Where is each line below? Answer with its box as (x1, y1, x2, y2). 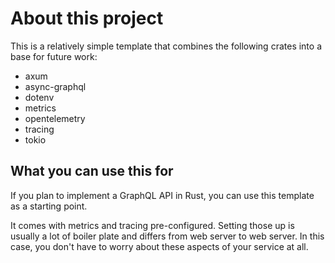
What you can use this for (10, 163, 174, 180)
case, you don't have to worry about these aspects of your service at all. (10, 240, 309, 252)
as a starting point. (10, 200, 88, 212)
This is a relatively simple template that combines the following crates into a (10, 40, 323, 52)
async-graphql (24, 80, 87, 92)
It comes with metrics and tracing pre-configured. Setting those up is (10, 219, 295, 231)
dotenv (24, 91, 55, 103)
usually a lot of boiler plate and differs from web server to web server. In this (10, 230, 325, 242)
